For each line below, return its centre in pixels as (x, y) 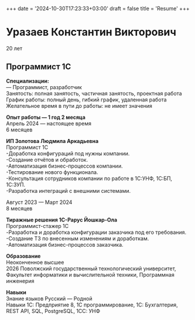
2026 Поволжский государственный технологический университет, (91, 268)
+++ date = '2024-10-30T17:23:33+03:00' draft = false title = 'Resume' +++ (98, 8)
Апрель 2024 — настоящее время (49, 123)
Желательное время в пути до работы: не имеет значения (79, 105)
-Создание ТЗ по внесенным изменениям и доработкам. (78, 238)
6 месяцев (19, 130)
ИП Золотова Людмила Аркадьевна (52, 141)
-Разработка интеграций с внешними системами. (69, 190)
